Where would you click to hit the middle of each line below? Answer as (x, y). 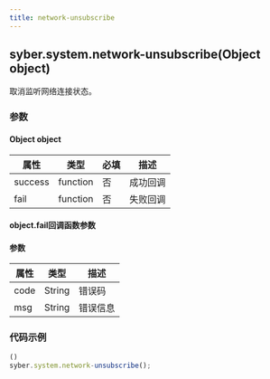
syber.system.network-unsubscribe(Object (135, 55)
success (32, 182)
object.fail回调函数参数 (53, 225)
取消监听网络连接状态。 (53, 91)
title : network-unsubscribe (62, 18)
